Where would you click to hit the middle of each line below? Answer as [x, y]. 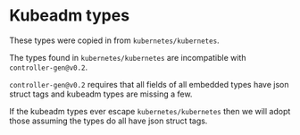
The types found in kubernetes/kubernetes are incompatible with [128, 57]
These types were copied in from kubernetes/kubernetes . [115, 40]
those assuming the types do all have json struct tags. [108, 121]
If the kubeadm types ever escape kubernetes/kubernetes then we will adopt [150, 111]
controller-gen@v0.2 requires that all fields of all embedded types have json [149, 84]
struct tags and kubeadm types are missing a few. [101, 94]
